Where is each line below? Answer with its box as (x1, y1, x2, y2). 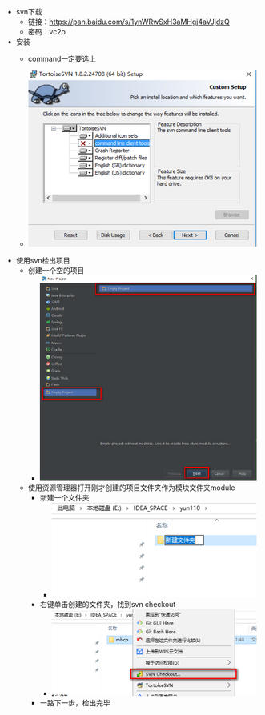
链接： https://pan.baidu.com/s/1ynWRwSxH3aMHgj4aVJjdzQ (27, 17, 230, 26)
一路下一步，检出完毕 (39, 698, 110, 708)
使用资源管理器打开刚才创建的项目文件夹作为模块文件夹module (27, 483, 235, 492)
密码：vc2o (27, 27, 66, 36)
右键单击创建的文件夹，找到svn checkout (39, 599, 176, 609)
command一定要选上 (27, 54, 97, 63)
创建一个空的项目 (27, 266, 85, 275)
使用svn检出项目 (15, 255, 70, 265)
